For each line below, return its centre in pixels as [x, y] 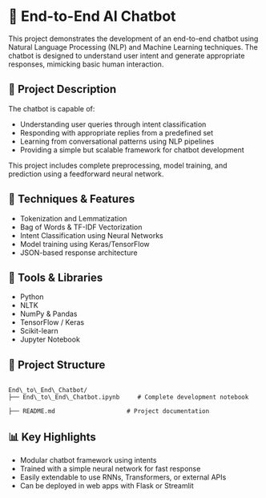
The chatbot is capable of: [52, 108]
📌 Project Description [62, 89]
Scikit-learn [39, 331]
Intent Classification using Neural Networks [91, 235]
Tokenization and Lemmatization [73, 218]
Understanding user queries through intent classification [113, 124]
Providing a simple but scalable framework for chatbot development [132, 150]
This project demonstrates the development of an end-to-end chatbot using [133, 38]
